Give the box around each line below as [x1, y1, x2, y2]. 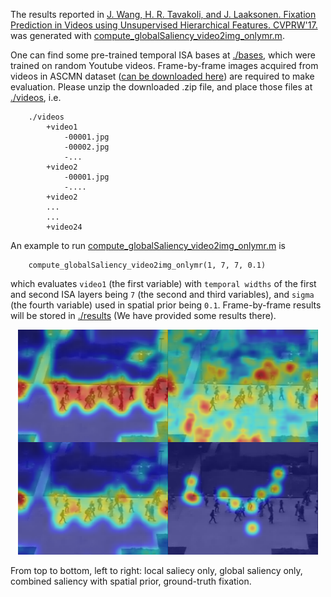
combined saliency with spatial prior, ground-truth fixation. [10, 575, 252, 587]
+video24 [46, 222, 83, 232]
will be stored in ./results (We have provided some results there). [10, 310, 277, 321]
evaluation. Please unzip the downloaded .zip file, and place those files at [10, 81, 313, 93]
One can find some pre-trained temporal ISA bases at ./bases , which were [10, 49, 316, 61]
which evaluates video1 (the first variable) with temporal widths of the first [10, 278, 317, 289]
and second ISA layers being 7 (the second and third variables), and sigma [10, 289, 315, 300]
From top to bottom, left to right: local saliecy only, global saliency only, [10, 565, 303, 576]
